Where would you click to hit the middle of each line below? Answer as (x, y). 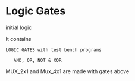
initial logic (19, 27)
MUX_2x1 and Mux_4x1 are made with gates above (67, 71)
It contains (18, 39)
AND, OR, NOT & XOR (37, 60)
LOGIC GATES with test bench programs (54, 50)
